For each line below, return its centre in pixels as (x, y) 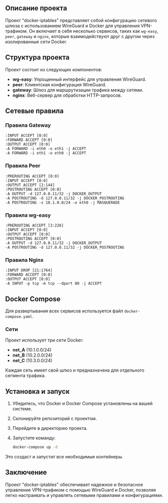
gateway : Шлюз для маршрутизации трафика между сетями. (78, 90)
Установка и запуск (38, 391)
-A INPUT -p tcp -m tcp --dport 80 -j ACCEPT (53, 284)
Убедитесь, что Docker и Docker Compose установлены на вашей (82, 404)
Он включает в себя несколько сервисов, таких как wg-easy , (94, 31)
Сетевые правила (34, 111)
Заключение (26, 473)
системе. (22, 409)
